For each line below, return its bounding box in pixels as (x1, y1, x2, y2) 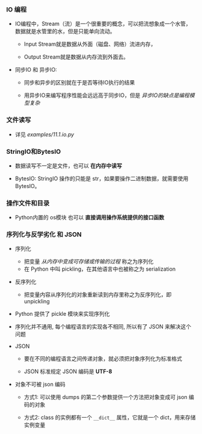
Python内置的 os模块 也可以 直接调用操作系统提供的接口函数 (14, 214, 164, 221)
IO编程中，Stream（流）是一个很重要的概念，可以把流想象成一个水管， (14, 20, 191, 28)
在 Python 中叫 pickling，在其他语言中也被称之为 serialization (23, 265, 176, 272)
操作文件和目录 (6, 199, 50, 207)
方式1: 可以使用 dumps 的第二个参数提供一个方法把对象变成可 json (23, 394, 188, 401)
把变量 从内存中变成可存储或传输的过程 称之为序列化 (23, 258, 154, 265)
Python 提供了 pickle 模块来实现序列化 (14, 310, 110, 318)
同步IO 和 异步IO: (14, 66, 57, 74)
